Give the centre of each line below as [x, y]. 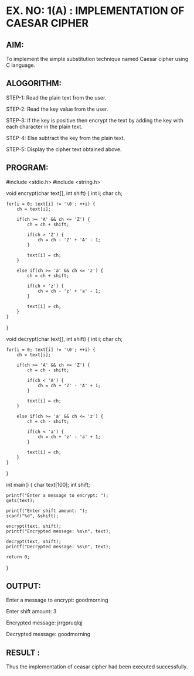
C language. [21, 65]
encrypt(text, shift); [34, 526]
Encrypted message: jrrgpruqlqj [45, 623]
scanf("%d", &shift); [33, 516]
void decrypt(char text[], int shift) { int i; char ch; [64, 339]
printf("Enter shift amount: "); [47, 511]
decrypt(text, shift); [34, 541]
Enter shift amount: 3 [31, 612]
